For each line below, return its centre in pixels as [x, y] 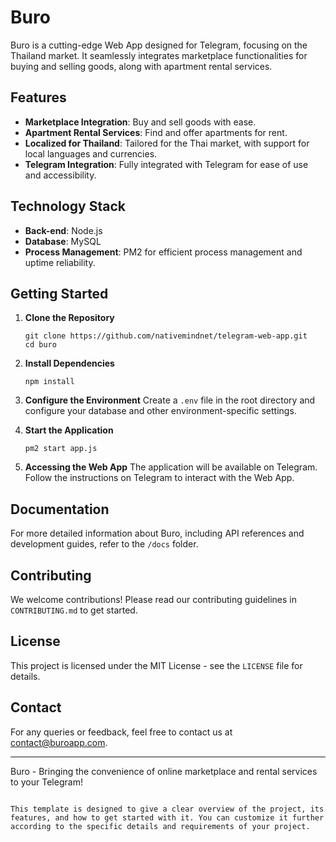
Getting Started [59, 293]
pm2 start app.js [61, 449]
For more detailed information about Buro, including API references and [157, 533]
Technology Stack [68, 206]
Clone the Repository [69, 318]
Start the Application [69, 430]
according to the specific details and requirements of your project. [160, 826]
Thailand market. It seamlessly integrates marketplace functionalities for [159, 55]
